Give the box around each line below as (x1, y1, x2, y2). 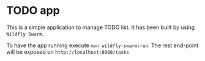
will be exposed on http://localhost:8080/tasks (6, 48, 130, 55)
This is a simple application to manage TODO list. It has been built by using (6, 24, 195, 31)
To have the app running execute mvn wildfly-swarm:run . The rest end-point (6, 42, 199, 49)
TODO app (6, 4, 60, 18)
